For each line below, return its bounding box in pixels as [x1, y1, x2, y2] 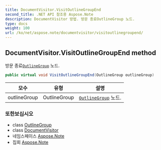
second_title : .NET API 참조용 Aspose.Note [5, 12, 93, 17]
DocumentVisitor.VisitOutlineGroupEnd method [5, 49, 157, 57]
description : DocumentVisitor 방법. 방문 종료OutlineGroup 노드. [5, 16, 135, 21]
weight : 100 [5, 26, 30, 31]
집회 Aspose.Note [12, 139, 49, 145]
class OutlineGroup [12, 122, 52, 128]
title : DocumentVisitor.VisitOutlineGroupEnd [5, 7, 101, 12]
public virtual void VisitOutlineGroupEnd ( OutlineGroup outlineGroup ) [5, 73, 155, 77]
